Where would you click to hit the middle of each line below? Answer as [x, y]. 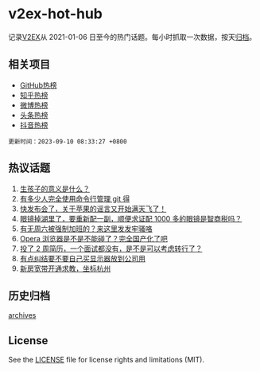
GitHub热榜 [38, 85]
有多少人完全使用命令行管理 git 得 [75, 198]
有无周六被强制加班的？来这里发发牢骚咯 [86, 229]
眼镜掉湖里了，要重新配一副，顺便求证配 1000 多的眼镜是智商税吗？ [131, 218]
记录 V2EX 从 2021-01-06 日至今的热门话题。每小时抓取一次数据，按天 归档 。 [132, 37]
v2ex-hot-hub [56, 14]
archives [22, 315]
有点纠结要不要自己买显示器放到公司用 [82, 258]
